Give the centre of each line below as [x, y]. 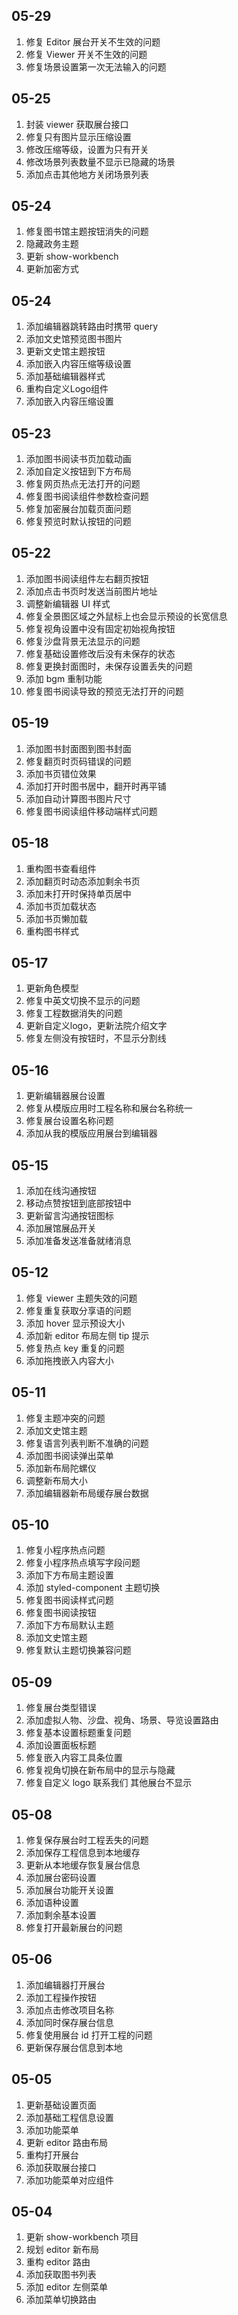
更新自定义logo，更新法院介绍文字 [96, 1026]
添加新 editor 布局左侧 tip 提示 [87, 1335]
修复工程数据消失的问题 [74, 1013]
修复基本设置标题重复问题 [78, 1733]
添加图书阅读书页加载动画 [78, 459]
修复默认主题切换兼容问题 [78, 1650]
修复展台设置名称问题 [69, 1121]
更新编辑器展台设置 [65, 1096]
